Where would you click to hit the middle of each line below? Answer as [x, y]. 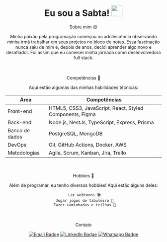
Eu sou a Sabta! [77, 13]
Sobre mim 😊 [83, 27]
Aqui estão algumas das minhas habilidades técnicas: [83, 87]
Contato [83, 225]
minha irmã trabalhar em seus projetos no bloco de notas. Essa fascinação [83, 42]
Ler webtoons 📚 [84, 195]
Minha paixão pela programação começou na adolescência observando [83, 36]
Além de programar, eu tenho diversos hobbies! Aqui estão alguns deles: [83, 185]
